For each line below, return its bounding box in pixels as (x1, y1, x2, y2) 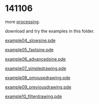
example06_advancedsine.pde (5, 56, 66, 62)
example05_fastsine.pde (5, 47, 54, 52)
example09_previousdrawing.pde (5, 84, 71, 90)
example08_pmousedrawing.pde (5, 75, 71, 80)
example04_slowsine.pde (5, 37, 56, 43)
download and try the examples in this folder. (5, 28, 95, 34)
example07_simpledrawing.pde (5, 65, 67, 71)
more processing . (5, 19, 40, 25)
